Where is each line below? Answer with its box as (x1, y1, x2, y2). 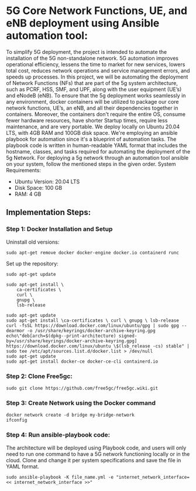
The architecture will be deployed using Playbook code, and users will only (6, 444, 187, 451)
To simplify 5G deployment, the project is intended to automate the (6, 48, 167, 55)
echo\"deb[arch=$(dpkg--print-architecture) (6, 333, 116, 339)
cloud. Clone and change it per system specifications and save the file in (6, 456, 181, 463)
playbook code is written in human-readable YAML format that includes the (6, 142, 187, 149)
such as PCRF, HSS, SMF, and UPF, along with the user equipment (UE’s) (6, 86, 182, 93)
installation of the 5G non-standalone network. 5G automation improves (6, 54, 178, 62)
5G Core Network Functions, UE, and (6, 4, 188, 18)
